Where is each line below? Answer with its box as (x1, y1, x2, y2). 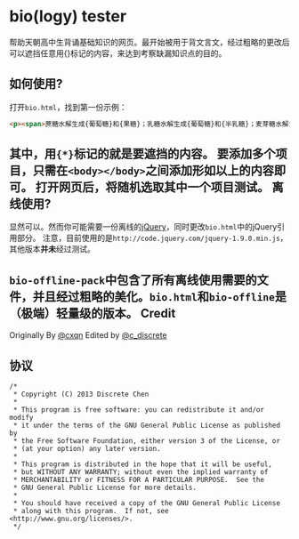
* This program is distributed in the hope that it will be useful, (12, 460, 273, 469)
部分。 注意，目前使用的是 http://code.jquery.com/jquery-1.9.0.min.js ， (16, 233, 288, 244)
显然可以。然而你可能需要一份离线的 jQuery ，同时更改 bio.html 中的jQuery (9, 221, 278, 232)
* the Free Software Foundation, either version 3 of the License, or (12, 437, 280, 446)
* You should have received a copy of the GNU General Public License (12, 499, 280, 508)
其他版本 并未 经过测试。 (9, 244, 95, 254)
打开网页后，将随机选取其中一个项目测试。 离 (35, 180, 284, 195)
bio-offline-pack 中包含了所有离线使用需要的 (9, 272, 257, 287)
